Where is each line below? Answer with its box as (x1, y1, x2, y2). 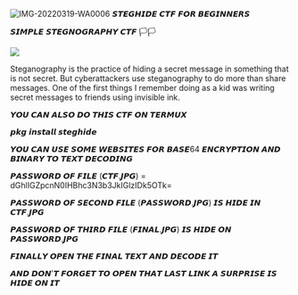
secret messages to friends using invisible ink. (10, 92, 181, 102)
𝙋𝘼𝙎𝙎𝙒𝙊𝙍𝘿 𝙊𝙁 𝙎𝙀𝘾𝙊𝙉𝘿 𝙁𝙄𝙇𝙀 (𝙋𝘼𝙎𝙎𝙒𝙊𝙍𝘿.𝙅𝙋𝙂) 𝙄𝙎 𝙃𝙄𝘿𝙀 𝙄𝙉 (10, 197, 261, 208)
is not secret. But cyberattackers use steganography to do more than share (10, 73, 286, 84)
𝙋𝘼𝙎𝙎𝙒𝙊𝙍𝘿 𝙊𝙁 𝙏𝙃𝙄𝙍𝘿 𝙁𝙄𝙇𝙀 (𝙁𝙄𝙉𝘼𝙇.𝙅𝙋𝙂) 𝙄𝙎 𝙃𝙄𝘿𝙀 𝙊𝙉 (10, 224, 232, 234)
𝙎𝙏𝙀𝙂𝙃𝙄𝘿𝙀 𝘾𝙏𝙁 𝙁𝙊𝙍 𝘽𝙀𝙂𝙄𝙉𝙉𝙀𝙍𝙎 (112, 9, 251, 19)
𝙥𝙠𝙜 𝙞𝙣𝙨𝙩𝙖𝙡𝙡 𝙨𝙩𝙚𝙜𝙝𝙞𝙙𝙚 (10, 127, 97, 137)
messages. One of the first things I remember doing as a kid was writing (10, 83, 275, 93)
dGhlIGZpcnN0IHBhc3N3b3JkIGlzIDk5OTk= (10, 180, 172, 191)
